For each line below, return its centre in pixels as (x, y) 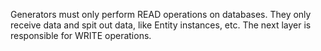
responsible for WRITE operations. (81, 35)
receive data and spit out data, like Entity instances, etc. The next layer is (161, 25)
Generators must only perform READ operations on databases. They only (161, 14)
